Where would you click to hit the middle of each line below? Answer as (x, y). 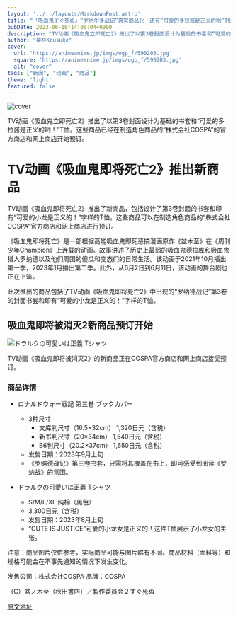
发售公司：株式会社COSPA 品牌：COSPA (67, 577)
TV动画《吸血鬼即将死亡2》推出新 (107, 170)
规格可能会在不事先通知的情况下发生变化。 (69, 561)
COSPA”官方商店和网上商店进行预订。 (63, 226)
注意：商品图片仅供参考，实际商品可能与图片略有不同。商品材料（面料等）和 (119, 553)
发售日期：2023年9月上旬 (66, 454)
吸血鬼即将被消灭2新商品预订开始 (80, 325)
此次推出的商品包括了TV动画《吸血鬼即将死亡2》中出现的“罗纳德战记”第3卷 (118, 292)
